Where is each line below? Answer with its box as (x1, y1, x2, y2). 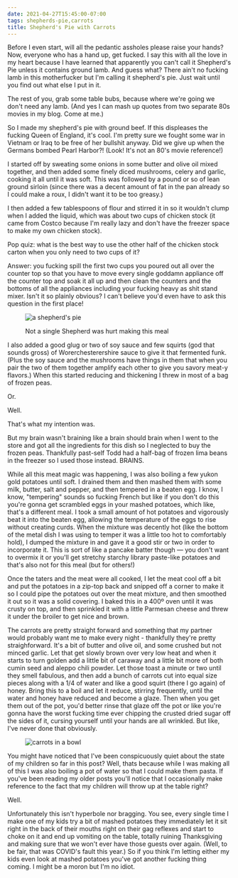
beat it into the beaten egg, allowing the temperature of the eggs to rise (7, 515, 217, 524)
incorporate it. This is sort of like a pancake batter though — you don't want (7, 545, 229, 555)
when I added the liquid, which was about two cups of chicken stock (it (7, 211, 215, 220)
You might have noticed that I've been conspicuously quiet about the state (7, 751, 225, 761)
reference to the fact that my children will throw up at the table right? (7, 782, 209, 791)
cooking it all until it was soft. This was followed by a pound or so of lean (7, 175, 220, 183)
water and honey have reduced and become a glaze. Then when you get (7, 694, 220, 702)
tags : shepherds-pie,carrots (7, 17, 94, 24)
